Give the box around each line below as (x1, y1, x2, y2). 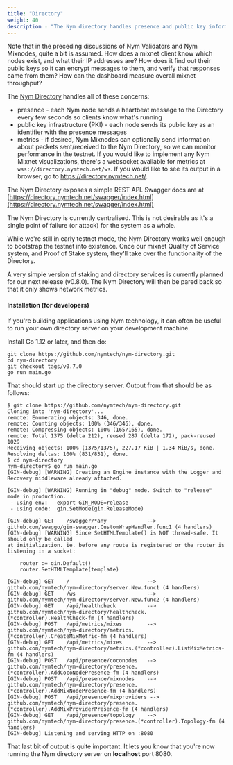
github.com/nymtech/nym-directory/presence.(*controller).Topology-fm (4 (7, 718, 225, 725)
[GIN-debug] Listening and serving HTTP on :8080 (7, 730, 154, 737)
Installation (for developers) (7, 301, 89, 309)
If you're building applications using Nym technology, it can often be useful (7, 317, 222, 325)
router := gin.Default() (19, 560, 92, 566)
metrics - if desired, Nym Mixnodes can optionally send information (17, 135, 210, 144)
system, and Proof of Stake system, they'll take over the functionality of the (7, 249, 223, 258)
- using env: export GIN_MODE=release (10, 499, 129, 506)
